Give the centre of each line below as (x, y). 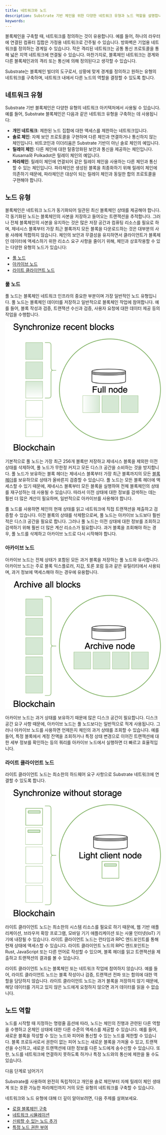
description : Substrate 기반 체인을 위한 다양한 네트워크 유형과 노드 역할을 (76, 16)
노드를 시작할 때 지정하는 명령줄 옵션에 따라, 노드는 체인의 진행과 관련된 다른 (78, 1023)
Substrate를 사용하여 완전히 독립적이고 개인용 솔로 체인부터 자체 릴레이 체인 (78, 1081)
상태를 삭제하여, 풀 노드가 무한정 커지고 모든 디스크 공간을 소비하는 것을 (74, 468)
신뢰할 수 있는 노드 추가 (35, 1121)
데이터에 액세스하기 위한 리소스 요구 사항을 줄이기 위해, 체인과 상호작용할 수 (83, 241)
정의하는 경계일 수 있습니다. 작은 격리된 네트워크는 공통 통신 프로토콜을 (86, 49)
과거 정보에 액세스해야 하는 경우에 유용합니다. (55, 572)
